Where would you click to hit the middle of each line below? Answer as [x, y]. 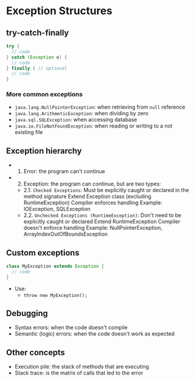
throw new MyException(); [55, 295]
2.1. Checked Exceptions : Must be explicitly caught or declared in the [106, 190]
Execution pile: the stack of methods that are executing [82, 367]
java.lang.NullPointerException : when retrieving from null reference [100, 107]
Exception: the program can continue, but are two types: [92, 184]
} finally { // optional [37, 68]
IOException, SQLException [57, 209]
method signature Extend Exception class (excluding [87, 197]
